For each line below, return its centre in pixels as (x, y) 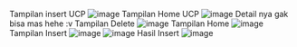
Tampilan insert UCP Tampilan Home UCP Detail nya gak (149, 14)
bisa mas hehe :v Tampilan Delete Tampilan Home (120, 23)
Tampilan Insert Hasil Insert (94, 33)
